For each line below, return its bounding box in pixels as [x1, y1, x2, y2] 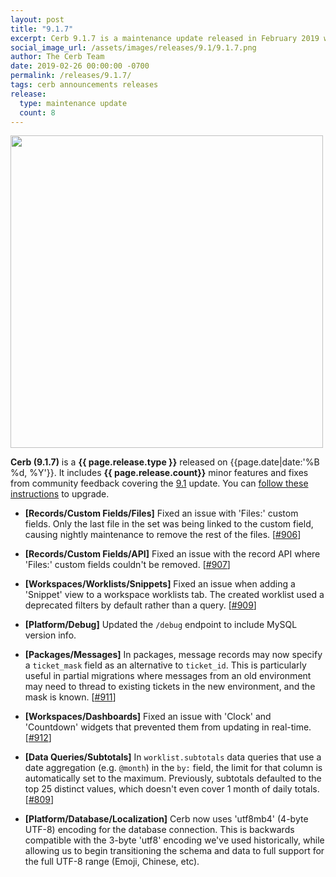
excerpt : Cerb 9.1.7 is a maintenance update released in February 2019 [10, 33, 320, 43]
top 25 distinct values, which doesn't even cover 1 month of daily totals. [24, 783, 320, 795]
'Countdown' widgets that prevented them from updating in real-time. [24, 721, 312, 733]
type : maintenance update [19, 98, 128, 108]
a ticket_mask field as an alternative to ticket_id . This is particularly [24, 659, 307, 671]
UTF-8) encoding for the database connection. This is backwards [24, 824, 295, 836]
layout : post [10, 14, 65, 25]
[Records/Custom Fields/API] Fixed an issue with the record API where [24, 548, 321, 560]
